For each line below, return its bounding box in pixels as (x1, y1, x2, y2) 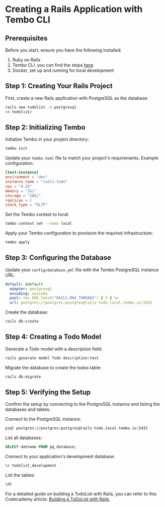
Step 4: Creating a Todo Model (5, 333, 101, 341)
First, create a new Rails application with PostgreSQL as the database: (5, 95, 149, 101)
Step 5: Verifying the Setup (5, 388, 91, 397)
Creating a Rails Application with (5, 3, 143, 15)
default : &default (5, 282, 43, 287)
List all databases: (5, 435, 42, 441)
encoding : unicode (9, 291, 48, 296)
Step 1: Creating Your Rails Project (5, 82, 113, 90)
